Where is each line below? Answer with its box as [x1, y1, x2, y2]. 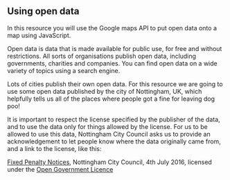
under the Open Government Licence [7, 165, 114, 173]
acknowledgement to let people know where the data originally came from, [7, 137, 222, 146]
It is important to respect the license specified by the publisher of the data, [7, 115, 220, 123]
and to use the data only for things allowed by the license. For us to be [7, 122, 208, 130]
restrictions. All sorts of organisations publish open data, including [7, 52, 196, 60]
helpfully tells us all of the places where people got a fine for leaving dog [7, 94, 215, 103]
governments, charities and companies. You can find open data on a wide [7, 59, 218, 68]
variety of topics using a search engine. [7, 66, 121, 74]
